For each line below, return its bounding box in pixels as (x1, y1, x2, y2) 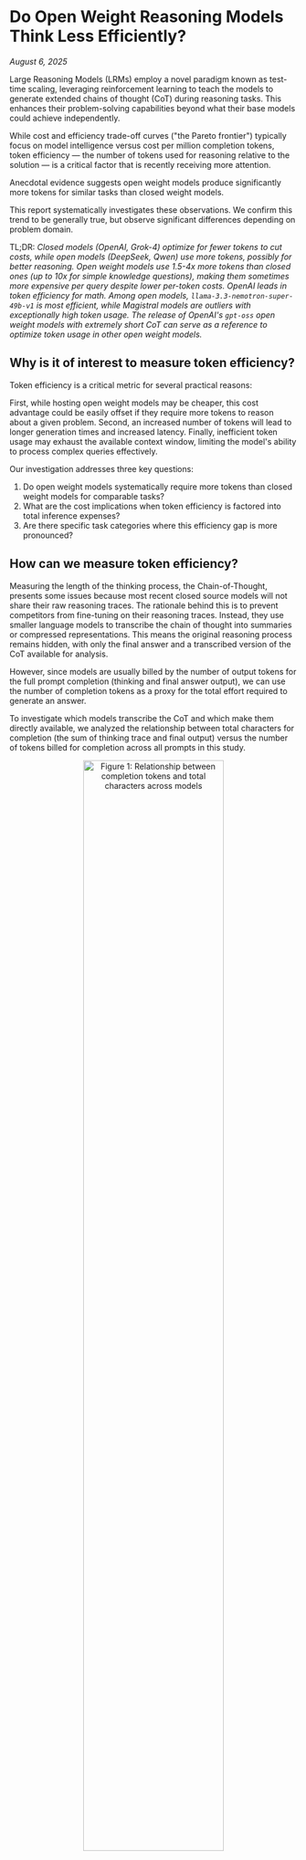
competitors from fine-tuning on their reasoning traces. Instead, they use (9, 609, 285, 620)
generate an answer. (9, 695, 87, 706)
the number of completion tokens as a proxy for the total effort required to (9, 685, 288, 696)
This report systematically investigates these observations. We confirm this (9, 204, 293, 215)
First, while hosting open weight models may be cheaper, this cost (9, 397, 259, 408)
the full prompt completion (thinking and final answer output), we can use (9, 676, 286, 687)
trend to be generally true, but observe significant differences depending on (9, 214, 296, 225)
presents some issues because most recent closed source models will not (9, 590, 288, 601)
